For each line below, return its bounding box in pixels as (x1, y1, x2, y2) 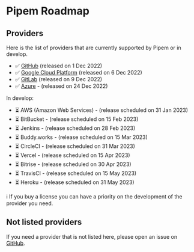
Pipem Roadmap (6, 4, 90, 18)
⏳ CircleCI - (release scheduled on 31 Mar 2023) (14, 143, 135, 150)
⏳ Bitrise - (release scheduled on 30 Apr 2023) (14, 161, 132, 168)
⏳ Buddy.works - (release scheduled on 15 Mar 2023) (14, 134, 148, 141)
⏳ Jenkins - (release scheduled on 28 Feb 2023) (14, 124, 136, 132)
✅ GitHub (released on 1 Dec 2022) (14, 62, 103, 69)
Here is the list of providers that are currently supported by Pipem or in (6, 44, 181, 51)
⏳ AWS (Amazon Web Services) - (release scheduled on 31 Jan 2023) (14, 106, 188, 114)
